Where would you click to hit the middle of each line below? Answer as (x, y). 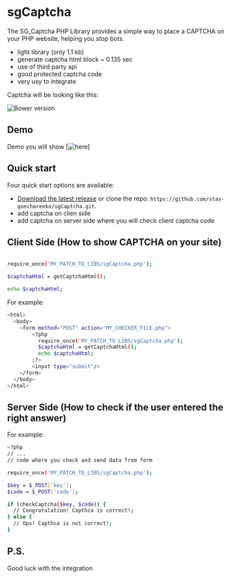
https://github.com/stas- (187, 199)
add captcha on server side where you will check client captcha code (116, 220)
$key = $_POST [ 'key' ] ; (40, 485)
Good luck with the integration (50, 568)
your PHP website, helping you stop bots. (66, 38)
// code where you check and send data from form (80, 461)
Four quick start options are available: (61, 185)
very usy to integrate (47, 81)
